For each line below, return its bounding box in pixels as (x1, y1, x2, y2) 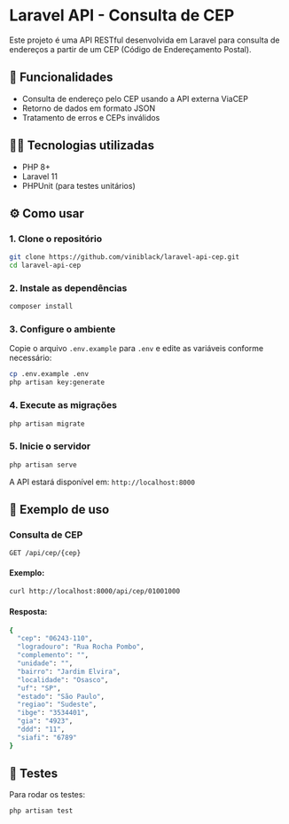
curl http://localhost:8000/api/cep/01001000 (9, 587, 180, 596)
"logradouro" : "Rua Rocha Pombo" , (17, 642, 144, 652)
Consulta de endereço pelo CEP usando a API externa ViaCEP (21, 93, 248, 104)
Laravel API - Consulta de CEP (9, 5, 235, 26)
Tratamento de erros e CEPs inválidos (21, 112, 160, 122)
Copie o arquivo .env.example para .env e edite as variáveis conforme (9, 343, 264, 354)
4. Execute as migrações (9, 399, 118, 412)
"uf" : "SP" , (17, 684, 62, 693)
